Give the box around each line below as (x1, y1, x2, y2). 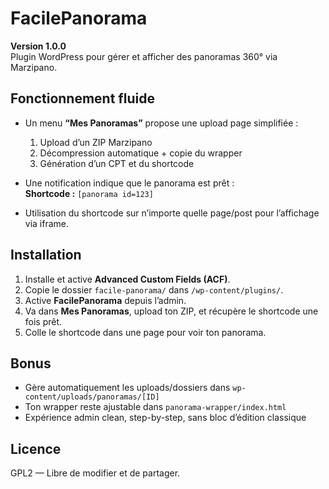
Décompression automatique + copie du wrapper (39, 147, 243, 159)
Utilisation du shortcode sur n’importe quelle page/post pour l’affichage (24, 207, 320, 219)
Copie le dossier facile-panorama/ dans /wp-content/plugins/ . (24, 283, 284, 296)
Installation (10, 247, 82, 264)
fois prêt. (24, 315, 63, 327)
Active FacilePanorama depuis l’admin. (24, 294, 187, 306)
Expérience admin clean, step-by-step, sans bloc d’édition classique (24, 412, 307, 424)
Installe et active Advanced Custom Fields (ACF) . (24, 273, 231, 285)
